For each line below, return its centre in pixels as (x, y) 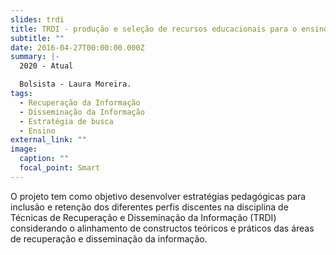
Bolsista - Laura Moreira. (75, 84)
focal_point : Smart (60, 168)
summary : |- (35, 57)
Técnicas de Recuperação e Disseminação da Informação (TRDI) (143, 217)
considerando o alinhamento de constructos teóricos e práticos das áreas (162, 228)
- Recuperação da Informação (80, 102)
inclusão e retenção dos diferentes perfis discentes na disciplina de (149, 207)
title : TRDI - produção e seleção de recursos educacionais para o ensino (169, 29)
